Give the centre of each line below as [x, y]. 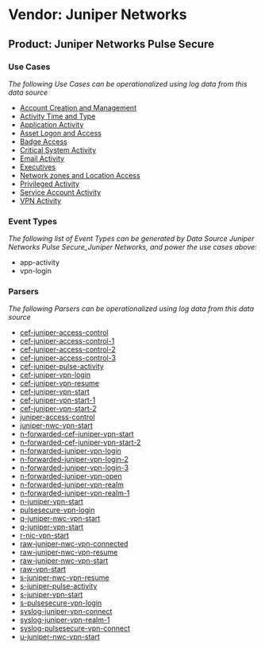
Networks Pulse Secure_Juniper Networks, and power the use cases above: [133, 247]
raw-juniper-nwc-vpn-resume [69, 552]
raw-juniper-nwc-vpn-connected [74, 544]
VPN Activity [40, 200]
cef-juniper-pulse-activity [62, 367]
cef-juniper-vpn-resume [59, 383]
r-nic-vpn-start [44, 535]
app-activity [40, 262]
